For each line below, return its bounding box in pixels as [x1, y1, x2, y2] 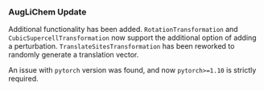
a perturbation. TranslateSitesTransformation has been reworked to [8, 42, 235, 51]
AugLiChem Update [8, 6, 87, 18]
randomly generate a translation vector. [8, 50, 139, 60]
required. [8, 74, 39, 84]
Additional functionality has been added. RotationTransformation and [8, 25, 239, 34]
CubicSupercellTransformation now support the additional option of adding [8, 33, 257, 42]
